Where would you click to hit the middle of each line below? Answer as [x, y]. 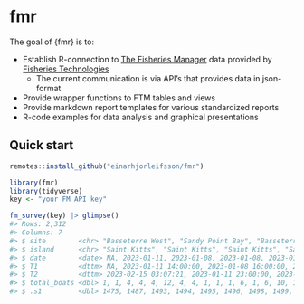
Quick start [42, 145]
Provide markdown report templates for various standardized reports [151, 107]
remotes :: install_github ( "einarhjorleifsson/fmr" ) [107, 166]
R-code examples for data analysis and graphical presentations [141, 117]
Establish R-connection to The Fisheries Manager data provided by [147, 59]
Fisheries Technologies [66, 69]
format [48, 88]
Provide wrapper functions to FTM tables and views [119, 98]
